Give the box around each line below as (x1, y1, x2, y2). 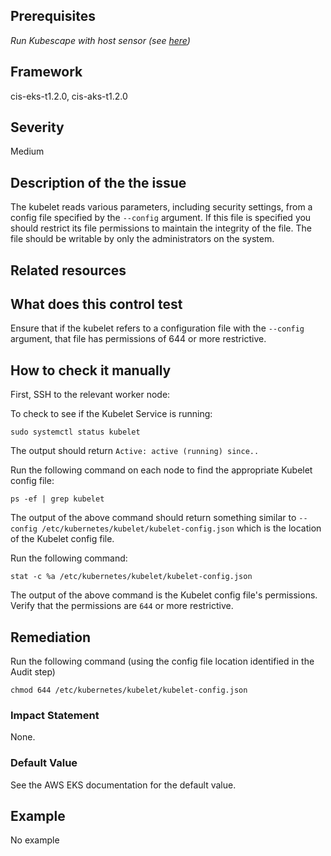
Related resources (10, 262, 127, 279)
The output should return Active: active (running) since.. (10, 445, 260, 457)
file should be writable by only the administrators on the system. (10, 233, 275, 245)
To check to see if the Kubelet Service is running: (10, 408, 213, 420)
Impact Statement (10, 709, 100, 722)
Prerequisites (10, 8, 96, 25)
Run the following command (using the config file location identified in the (10, 655, 315, 668)
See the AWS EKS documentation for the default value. (10, 779, 237, 791)
